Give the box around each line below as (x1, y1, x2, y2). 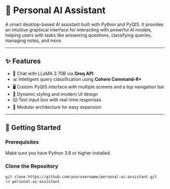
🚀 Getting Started (5, 124, 61, 132)
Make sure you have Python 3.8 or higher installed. (5, 150, 111, 156)
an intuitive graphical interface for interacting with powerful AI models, (5, 26, 152, 32)
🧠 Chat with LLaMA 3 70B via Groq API (12, 70, 94, 77)
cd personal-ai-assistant (5, 179, 60, 184)
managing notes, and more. (5, 37, 63, 44)
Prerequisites (5, 139, 39, 146)
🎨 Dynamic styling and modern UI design (12, 91, 98, 97)
